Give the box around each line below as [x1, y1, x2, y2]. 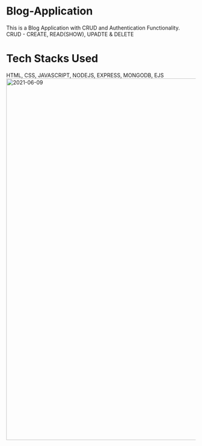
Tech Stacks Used [6, 52, 99, 66]
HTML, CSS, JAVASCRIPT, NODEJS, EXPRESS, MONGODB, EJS [6, 71, 164, 79]
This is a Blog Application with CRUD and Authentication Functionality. [6, 24, 180, 31]
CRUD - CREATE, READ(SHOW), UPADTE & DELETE [6, 30, 134, 37]
